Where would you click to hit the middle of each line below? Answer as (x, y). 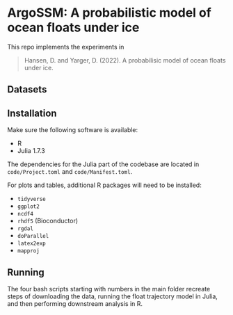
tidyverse (32, 200)
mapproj (28, 251)
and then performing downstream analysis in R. (75, 303)
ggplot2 (28, 207)
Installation (32, 113)
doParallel (33, 236)
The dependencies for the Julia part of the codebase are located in (103, 164)
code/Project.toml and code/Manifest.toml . (70, 172)
